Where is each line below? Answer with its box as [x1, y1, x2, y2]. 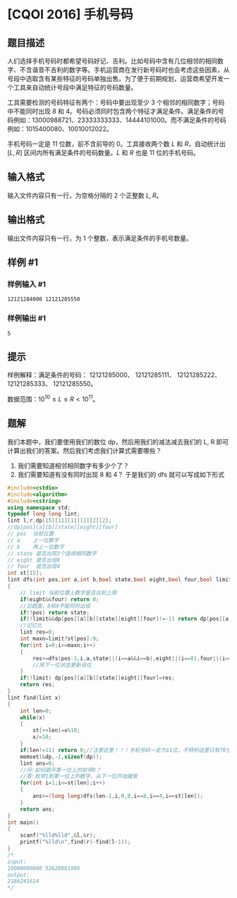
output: [7, 871, 30, 878]
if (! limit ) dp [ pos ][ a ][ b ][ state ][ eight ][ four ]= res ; [20, 674, 175, 681]
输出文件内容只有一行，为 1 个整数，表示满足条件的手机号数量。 [7, 233, 193, 242]
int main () [7, 819, 39, 826]
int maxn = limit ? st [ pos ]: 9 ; [20, 636, 99, 643]
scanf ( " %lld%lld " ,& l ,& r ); [20, 832, 97, 839]
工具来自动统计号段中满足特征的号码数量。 [13, 83, 138, 92]
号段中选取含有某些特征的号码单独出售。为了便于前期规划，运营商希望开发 [7, 75, 224, 83]
